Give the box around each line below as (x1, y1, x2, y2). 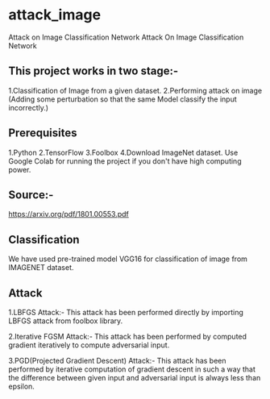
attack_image (8, 6, 102, 24)
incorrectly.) (8, 102, 49, 112)
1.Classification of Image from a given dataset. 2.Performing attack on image (8, 85, 263, 95)
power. (8, 164, 31, 174)
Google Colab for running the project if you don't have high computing (8, 156, 242, 166)
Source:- (8, 188, 54, 202)
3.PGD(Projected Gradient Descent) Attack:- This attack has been (8, 356, 227, 365)
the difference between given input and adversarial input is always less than (8, 373, 261, 382)
